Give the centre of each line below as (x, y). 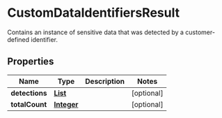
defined (18, 39)
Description (105, 81)
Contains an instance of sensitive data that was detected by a (96, 32)
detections (29, 93)
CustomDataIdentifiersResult (93, 13)
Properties (31, 62)
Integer (66, 104)
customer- (200, 32)
